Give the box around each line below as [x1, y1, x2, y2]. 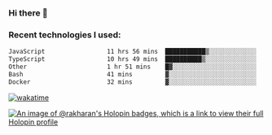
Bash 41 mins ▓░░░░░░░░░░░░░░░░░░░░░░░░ [8, 70, 257, 78]
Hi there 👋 [8, 7, 49, 19]
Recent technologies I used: [8, 28, 121, 40]
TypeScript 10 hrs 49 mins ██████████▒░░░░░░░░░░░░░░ [8, 55, 257, 63]
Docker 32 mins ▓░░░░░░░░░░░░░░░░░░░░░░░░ [8, 77, 257, 86]
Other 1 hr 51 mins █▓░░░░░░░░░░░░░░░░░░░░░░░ [8, 63, 257, 71]
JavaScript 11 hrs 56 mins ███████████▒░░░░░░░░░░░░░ [8, 48, 257, 56]
